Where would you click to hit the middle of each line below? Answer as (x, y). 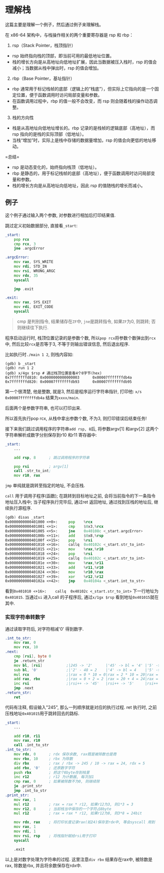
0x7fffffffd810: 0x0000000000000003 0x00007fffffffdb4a (69, 378)
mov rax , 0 (25, 643)
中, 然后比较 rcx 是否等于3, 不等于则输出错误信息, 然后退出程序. (67, 344)
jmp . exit (24, 289)
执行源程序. (21, 508)
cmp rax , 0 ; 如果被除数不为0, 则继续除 (57, 781)
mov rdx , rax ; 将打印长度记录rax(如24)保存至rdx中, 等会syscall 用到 (84, 822)
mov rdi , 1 (25, 831)
